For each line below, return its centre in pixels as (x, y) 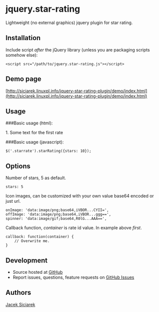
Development (27, 260)
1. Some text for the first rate (34, 133)
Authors (18, 293)
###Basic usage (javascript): (35, 142)
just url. (13, 201)
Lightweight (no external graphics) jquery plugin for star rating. (69, 23)
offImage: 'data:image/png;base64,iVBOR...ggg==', (58, 215)
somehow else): (22, 55)
